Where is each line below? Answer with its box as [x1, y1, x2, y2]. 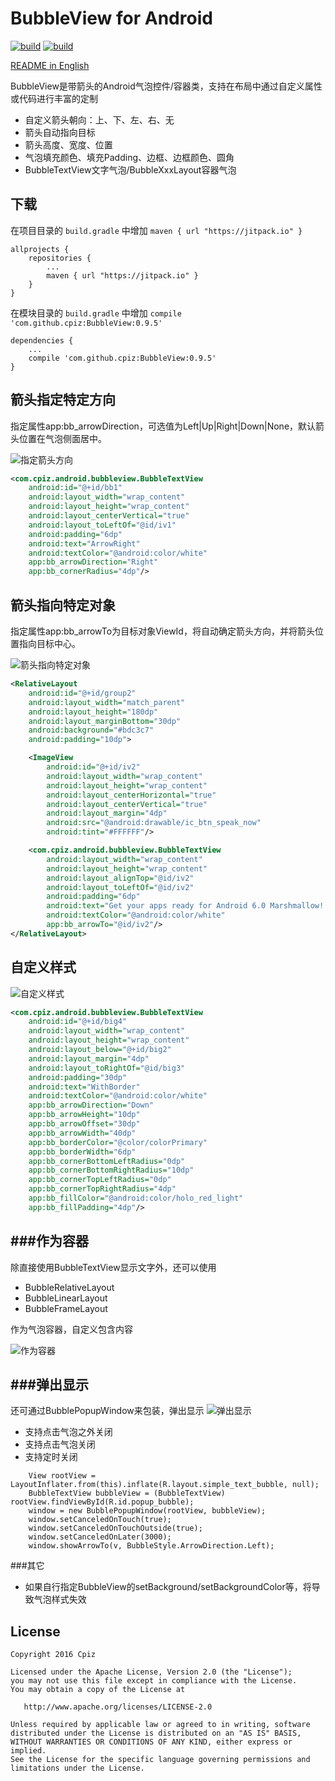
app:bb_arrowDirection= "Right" [28, 557, 159, 567]
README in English [10, 59, 90, 71]
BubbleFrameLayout [24, 1302, 108, 1314]
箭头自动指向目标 [24, 126, 96, 138]
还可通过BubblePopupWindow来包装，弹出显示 [10, 1405, 205, 1417]
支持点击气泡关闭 [24, 1438, 96, 1451]
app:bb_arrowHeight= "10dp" [28, 1110, 141, 1120]
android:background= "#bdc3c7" [28, 725, 155, 736]
